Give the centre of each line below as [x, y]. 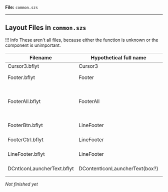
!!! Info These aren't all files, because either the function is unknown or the [82, 40]
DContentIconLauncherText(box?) [118, 168]
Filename [41, 57]
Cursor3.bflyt [23, 66]
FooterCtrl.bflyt [25, 139]
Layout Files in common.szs [46, 28]
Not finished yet [22, 184]
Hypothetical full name [118, 57]
